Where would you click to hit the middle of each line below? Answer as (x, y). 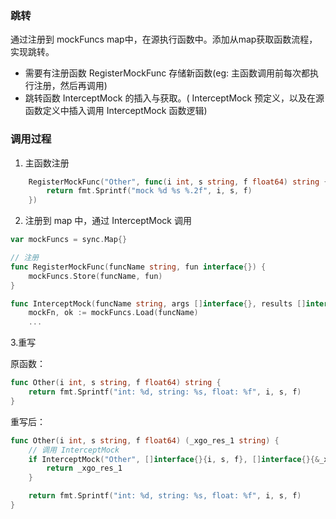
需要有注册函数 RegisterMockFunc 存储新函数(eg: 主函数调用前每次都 (167, 73)
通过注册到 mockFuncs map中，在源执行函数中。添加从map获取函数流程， (164, 39)
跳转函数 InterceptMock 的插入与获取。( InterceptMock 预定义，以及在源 (174, 98)
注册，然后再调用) (70, 86)
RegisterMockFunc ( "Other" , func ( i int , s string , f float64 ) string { (178, 182)
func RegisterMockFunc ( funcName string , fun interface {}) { (138, 267)
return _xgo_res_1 (84, 468)
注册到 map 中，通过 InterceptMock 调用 (108, 221)
